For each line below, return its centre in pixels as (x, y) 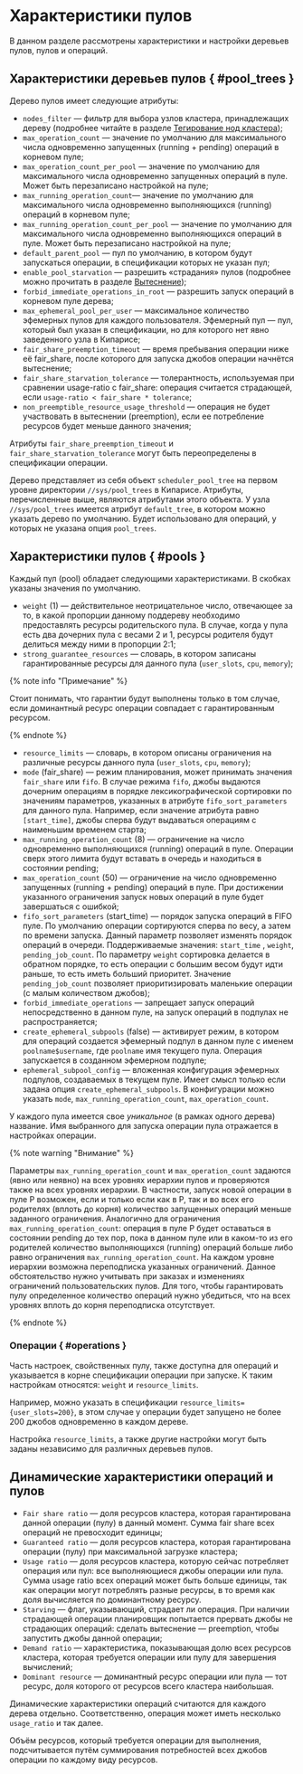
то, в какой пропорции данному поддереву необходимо (131, 615)
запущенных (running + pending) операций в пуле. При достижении (153, 887)
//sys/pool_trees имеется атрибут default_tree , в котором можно (137, 508)
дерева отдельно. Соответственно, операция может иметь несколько (146, 1713)
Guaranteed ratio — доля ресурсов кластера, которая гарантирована (156, 1542)
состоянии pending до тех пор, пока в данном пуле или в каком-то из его (151, 1238)
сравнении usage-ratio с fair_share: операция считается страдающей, (157, 387)
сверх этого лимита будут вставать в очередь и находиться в (142, 858)
